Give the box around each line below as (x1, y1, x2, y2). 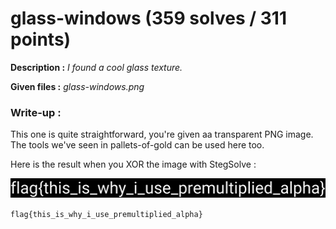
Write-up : (10, 105, 62, 119)
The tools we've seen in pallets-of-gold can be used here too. (10, 139, 265, 151)
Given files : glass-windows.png (10, 80, 145, 92)
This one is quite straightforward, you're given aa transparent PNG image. (10, 128, 314, 141)
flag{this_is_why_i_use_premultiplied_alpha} (10, 209, 203, 219)
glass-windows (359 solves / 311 (10, 7, 287, 30)
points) (10, 28, 72, 51)
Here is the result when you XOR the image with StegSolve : (10, 158, 257, 171)
